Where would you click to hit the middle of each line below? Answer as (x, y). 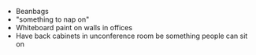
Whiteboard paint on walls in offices (74, 27)
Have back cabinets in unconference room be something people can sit (132, 36)
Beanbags (32, 11)
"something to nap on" (52, 19)
